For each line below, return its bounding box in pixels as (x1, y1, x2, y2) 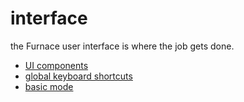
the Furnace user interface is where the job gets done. (10, 40, 235, 52)
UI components (24, 59, 89, 71)
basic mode (24, 80, 74, 92)
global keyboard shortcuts (24, 70, 133, 82)
